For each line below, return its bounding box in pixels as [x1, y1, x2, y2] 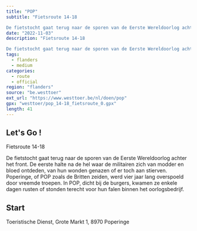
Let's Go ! [6, 128, 42, 138]
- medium [11, 62, 33, 68]
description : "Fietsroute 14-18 [6, 36, 85, 42]
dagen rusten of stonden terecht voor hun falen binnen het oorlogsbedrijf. [6, 186, 185, 193]
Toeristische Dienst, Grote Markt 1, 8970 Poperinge [6, 218, 130, 226]
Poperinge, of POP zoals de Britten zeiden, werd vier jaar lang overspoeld [6, 174, 184, 181]
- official [11, 79, 38, 85]
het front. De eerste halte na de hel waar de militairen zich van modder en [6, 161, 184, 168]
